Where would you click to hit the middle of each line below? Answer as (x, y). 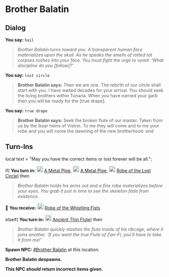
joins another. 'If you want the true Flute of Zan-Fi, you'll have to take (90, 234)
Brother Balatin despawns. (33, 259)
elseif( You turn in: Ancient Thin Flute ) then (54, 219)
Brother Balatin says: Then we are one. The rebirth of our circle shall (89, 85)
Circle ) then (17, 176)
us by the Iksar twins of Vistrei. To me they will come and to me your (88, 126)
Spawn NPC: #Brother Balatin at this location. (52, 249)
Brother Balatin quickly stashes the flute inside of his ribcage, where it (90, 229)
